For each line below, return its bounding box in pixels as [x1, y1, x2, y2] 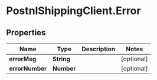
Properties [6, 28, 46, 38]
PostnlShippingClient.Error [6, 4, 141, 18]
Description [81, 45, 116, 53]
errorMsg [9, 55, 37, 63]
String [52, 55, 71, 63]
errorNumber [9, 65, 47, 72]
